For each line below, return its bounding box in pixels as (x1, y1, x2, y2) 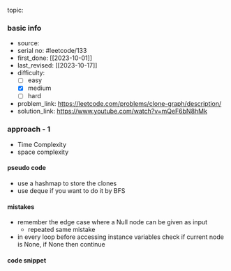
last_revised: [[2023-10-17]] (17, 61, 98, 70)
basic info (7, 23, 42, 33)
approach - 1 (7, 125, 51, 134)
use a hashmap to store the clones (17, 179, 117, 187)
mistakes (7, 202, 35, 211)
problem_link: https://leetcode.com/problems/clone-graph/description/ (17, 100, 222, 108)
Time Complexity (17, 140, 67, 148)
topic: (7, 6, 24, 14)
